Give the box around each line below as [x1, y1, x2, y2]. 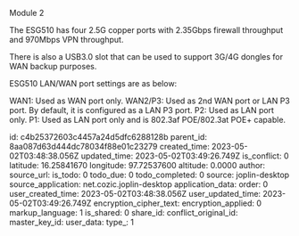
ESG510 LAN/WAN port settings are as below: [9, 78, 178, 88]
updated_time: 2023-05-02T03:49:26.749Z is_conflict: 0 [80, 151, 289, 161]
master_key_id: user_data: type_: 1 [9, 217, 134, 227]
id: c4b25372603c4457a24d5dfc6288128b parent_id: [9, 132, 208, 142]
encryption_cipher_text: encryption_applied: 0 [93, 198, 262, 208]
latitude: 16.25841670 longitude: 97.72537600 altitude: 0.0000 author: [9, 160, 266, 170]
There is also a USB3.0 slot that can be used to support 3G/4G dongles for [9, 52, 284, 61]
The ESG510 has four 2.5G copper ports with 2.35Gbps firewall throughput [9, 25, 284, 35]
